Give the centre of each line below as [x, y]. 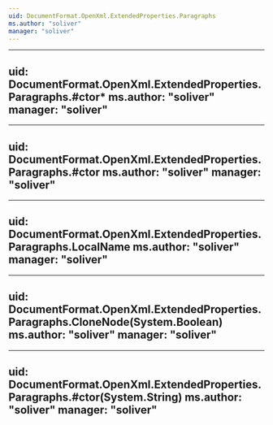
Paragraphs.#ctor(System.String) [95, 398]
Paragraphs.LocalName [69, 247]
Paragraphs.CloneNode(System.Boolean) [116, 322]
